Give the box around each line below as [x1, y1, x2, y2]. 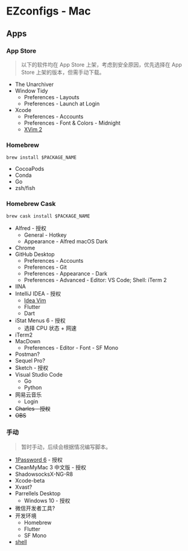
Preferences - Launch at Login [23, 100, 100, 107]
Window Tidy [14, 87, 48, 94]
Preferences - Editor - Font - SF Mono [23, 344, 119, 352]
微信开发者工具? [14, 504, 55, 512]
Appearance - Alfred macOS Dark [23, 238, 108, 245]
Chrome [14, 244, 36, 252]
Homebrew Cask [6, 200, 56, 208]
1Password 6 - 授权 [14, 456, 63, 463]
